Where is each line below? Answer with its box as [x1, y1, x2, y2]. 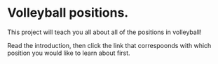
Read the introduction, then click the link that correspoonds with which [7, 41, 212, 49]
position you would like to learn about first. [7, 49, 131, 57]
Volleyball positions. [7, 5, 129, 21]
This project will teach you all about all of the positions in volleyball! [7, 28, 202, 36]
